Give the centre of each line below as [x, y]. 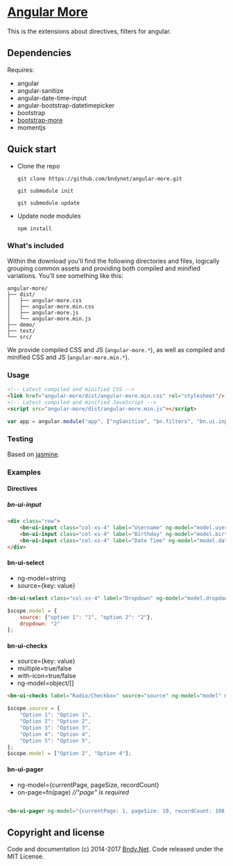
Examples [24, 472]
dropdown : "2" [40, 624]
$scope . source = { [34, 709]
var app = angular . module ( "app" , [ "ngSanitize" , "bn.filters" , [101, 421]
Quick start [32, 149]
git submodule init [45, 191]
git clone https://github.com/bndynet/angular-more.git [100, 179]
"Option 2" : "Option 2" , [55, 722]
